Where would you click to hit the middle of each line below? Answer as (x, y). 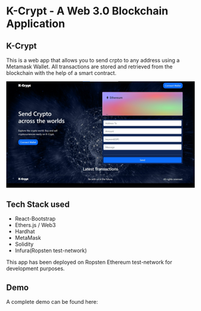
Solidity (24, 244)
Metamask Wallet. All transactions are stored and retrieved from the (89, 67)
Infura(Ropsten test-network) (51, 250)
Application (36, 24)
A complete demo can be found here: (52, 302)
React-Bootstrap (35, 219)
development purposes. (36, 268)
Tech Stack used (38, 204)
